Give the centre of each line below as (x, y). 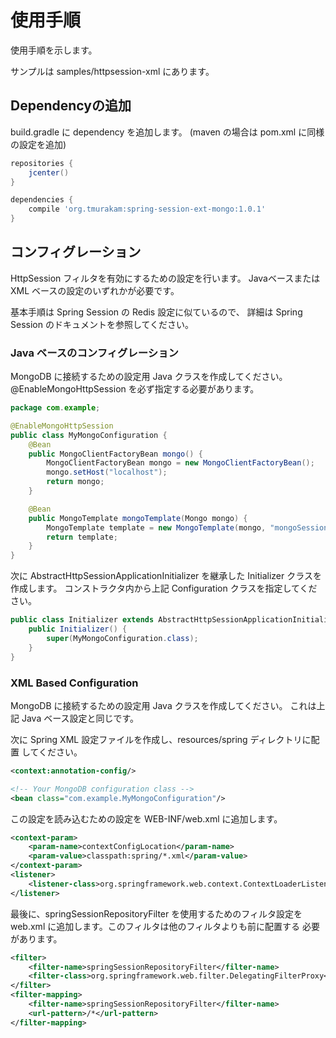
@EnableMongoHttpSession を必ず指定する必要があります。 (135, 389)
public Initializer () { (78, 629)
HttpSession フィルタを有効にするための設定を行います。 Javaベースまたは (165, 278)
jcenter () (49, 172)
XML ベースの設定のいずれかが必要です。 (95, 290)
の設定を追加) (38, 144)
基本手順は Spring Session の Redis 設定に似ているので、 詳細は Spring (156, 312)
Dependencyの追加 (71, 106)
